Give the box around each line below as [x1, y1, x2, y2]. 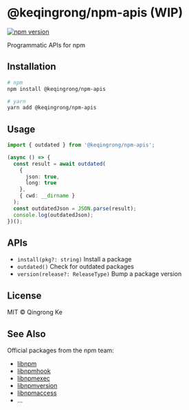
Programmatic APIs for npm [7, 41, 86, 49]
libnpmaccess [16, 389, 57, 397]
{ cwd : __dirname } [19, 193, 76, 199]
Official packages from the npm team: [7, 346, 115, 354]
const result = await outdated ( [13, 160, 107, 167]
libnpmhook [16, 367, 52, 375]
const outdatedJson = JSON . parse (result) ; [13, 205, 137, 212]
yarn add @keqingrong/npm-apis [7, 105, 97, 111]
